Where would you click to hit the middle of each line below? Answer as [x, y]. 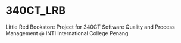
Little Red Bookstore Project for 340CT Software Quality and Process [90, 27]
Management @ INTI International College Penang [67, 33]
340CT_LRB [36, 10]
